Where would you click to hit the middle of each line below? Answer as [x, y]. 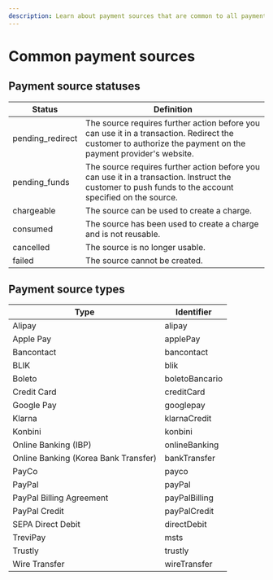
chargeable [34, 210]
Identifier [194, 312]
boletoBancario [194, 379]
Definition [173, 109]
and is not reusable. [123, 234]
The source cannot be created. [144, 260]
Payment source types [67, 290]
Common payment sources [102, 56]
